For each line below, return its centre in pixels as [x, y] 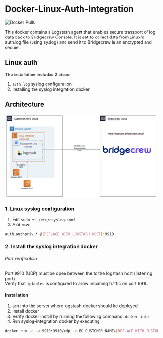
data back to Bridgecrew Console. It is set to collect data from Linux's [75, 37]
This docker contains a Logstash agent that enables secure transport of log [80, 32]
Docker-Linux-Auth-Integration [70, 9]
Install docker [26, 311]
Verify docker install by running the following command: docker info [81, 316]
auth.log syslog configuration [42, 84]
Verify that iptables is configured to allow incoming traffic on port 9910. [77, 284]
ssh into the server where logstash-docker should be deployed [75, 306]
